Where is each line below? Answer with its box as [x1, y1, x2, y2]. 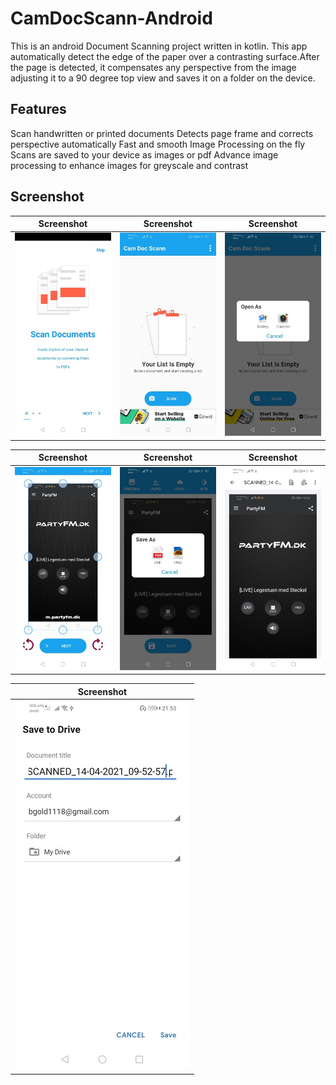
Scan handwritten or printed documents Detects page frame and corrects [10, 127, 314, 139]
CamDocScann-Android [10, 7, 213, 30]
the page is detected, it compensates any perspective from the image [10, 61, 297, 73]
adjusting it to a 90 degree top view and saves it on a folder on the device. [10, 72, 316, 84]
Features [10, 101, 67, 118]
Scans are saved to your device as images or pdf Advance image [10, 148, 279, 161]
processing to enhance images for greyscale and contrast [10, 159, 249, 171]
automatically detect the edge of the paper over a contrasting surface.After [10, 50, 320, 62]
